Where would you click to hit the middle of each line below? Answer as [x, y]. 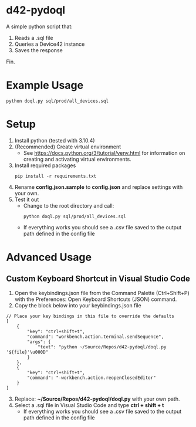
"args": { [39, 342]
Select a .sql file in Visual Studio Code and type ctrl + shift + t [89, 405]
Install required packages [45, 165]
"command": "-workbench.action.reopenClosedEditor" [92, 378]
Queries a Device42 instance [50, 44]
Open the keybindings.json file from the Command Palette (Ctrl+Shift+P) [102, 293]
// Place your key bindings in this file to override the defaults [90, 316]
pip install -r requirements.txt [55, 176]
